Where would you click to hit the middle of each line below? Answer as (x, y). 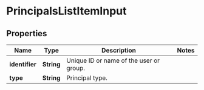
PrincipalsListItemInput (66, 11)
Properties (27, 34)
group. (76, 68)
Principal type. (87, 78)
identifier (23, 64)
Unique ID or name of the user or (113, 60)
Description (119, 50)
